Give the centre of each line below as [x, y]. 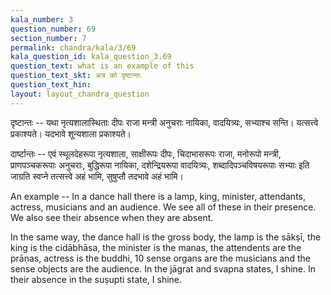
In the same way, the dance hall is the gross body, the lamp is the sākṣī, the [166, 237]
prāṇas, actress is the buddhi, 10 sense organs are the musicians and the [160, 258]
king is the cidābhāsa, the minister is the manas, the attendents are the [156, 247]
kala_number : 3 [42, 19]
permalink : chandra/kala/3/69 [73, 47]
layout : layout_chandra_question [80, 94]
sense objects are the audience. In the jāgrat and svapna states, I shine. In [163, 268]
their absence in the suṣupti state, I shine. [96, 279]
